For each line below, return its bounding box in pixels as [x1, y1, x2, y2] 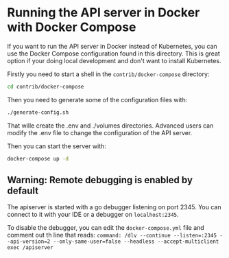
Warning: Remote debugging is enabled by [7, 174, 193, 186]
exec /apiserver [7, 244, 53, 251]
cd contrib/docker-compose [7, 83, 84, 90]
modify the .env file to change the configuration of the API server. [7, 128, 193, 137]
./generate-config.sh [7, 108, 69, 116]
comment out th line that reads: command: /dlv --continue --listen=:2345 [7, 231, 217, 239]
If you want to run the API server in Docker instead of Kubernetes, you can [7, 42, 217, 50]
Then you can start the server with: [7, 142, 106, 150]
